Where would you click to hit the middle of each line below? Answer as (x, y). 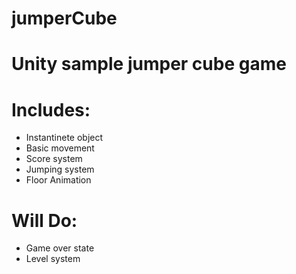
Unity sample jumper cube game (149, 64)
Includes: (51, 109)
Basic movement (60, 148)
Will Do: (44, 220)
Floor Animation (58, 180)
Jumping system (60, 169)
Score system (54, 159)
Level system (53, 259)
